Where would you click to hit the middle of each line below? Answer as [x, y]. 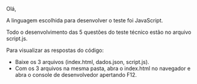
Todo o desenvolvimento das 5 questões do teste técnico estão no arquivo [99, 32]
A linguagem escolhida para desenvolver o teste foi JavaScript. [85, 20]
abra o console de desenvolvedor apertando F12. [76, 75]
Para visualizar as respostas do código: [55, 50]
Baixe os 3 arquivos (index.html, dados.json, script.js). [82, 62]
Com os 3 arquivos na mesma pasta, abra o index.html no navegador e [103, 68]
